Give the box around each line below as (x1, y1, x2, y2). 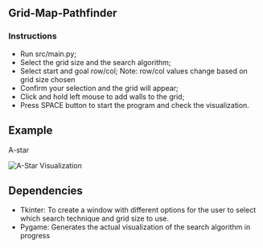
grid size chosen (19, 74, 76, 84)
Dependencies (8, 184, 83, 197)
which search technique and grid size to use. (19, 213, 170, 224)
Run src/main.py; (19, 48, 76, 59)
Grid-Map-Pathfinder (8, 6, 117, 20)
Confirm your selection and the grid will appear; (19, 83, 179, 93)
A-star (8, 145, 30, 155)
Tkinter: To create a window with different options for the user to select (19, 205, 256, 215)
